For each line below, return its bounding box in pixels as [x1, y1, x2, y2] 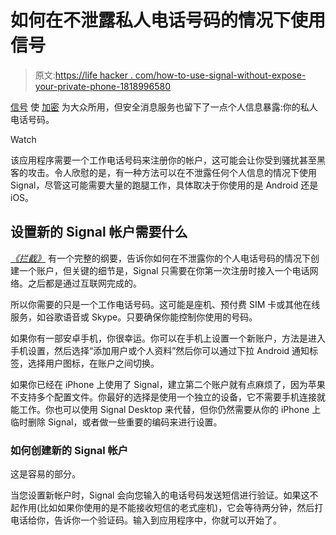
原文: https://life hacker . [34, 69, 133, 81]
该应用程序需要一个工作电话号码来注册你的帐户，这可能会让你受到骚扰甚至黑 [10, 154, 326, 166]
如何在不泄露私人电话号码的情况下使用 [10, 9, 327, 32]
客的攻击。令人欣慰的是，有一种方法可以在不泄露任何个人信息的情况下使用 [10, 166, 317, 178]
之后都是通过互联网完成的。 [27, 277, 142, 289]
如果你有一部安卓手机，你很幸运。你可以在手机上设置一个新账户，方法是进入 [10, 332, 326, 344]
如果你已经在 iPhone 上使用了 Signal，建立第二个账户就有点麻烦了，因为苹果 [10, 378, 326, 390]
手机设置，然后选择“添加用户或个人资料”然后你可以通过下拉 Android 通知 [10, 344, 310, 356]
